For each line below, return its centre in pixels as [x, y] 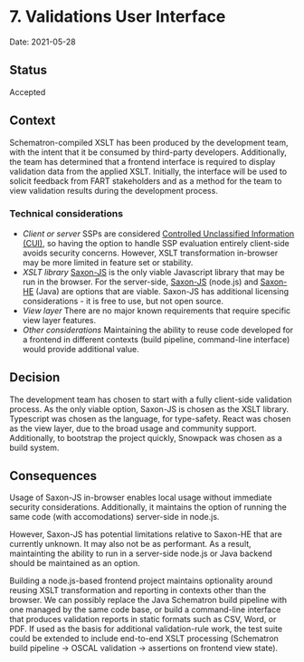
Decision [35, 378]
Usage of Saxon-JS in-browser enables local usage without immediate [141, 498]
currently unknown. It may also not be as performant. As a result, [130, 544]
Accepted [28, 91]
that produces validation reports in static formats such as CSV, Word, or [143, 619]
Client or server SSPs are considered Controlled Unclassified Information [158, 234]
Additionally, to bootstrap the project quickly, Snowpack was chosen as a [146, 437]
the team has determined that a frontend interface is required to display [142, 161]
